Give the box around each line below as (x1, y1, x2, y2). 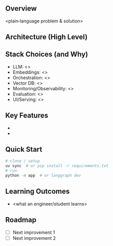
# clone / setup (5, 158, 40, 164)
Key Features (5, 111, 49, 120)
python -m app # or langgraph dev (5, 173, 81, 178)
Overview (5, 4, 37, 13)
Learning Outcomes (5, 187, 70, 196)
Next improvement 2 (12, 235, 56, 241)
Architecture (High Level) (5, 33, 88, 41)
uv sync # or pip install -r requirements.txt (5, 163, 109, 169)
